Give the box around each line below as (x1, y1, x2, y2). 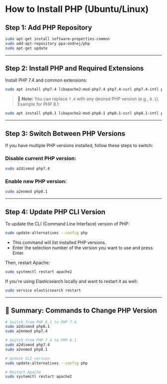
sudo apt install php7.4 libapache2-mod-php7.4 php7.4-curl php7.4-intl (5, 87, 159, 92)
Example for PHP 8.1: (17, 101, 60, 107)
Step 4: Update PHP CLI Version (5, 207, 106, 216)
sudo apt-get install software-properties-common (5, 36, 110, 41)
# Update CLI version (5, 356, 50, 361)
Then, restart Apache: (5, 260, 50, 266)
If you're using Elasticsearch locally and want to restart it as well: (5, 278, 138, 284)
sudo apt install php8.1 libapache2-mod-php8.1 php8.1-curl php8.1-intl (5, 111, 159, 116)
